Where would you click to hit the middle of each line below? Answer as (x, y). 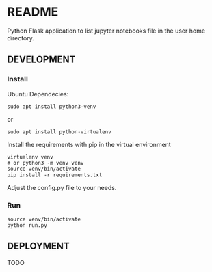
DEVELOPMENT (41, 60)
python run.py (27, 225)
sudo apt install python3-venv (52, 107)
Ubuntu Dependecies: (38, 94)
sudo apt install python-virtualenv (59, 132)
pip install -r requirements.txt (55, 175)
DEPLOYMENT (38, 246)
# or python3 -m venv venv (45, 163)
